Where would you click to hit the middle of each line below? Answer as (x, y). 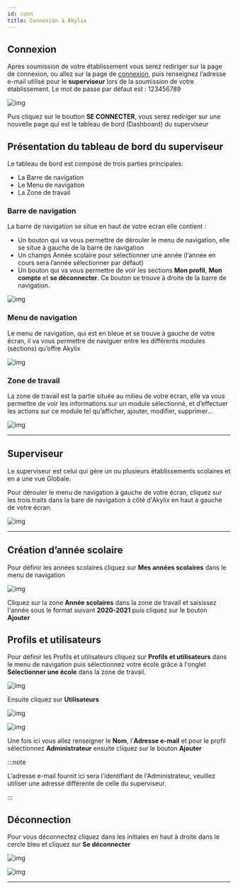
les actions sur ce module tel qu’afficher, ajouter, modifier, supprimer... (110, 411)
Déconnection (39, 819)
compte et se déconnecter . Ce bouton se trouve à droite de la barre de (122, 278)
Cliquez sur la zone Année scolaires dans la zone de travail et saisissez (112, 602)
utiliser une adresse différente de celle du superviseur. (87, 783)
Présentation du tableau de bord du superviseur (115, 146)
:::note (17, 762)
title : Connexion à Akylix (47, 21)
